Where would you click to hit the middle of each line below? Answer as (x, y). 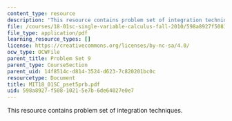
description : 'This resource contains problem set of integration (105, 20)
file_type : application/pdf (48, 33)
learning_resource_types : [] (49, 39)
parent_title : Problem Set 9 (49, 59)
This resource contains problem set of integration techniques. (95, 111)
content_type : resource (41, 13)
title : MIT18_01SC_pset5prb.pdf (54, 84)
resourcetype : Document (41, 78)
